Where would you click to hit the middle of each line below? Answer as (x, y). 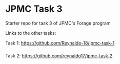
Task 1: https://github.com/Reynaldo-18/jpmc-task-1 (60, 43)
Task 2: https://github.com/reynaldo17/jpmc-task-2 (59, 56)
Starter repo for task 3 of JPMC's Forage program (58, 23)
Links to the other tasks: (31, 33)
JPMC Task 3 (34, 9)
